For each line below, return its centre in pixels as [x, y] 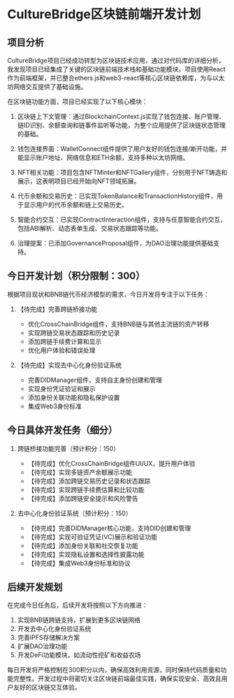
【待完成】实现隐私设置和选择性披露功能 [86, 554]
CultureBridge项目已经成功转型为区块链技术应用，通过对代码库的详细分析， [116, 60]
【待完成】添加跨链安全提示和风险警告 [83, 498]
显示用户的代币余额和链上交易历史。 [75, 205]
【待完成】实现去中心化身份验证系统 [70, 365]
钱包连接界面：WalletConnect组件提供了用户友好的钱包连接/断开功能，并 [122, 149]
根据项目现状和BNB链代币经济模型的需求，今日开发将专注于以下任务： [108, 294]
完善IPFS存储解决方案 [49, 638]
